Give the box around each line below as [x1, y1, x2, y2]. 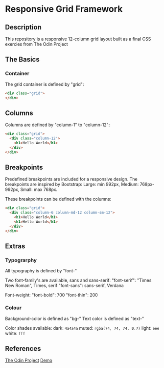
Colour [5, 304, 22, 311]
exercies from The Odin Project [5, 41, 68, 47]
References [5, 344, 41, 353]
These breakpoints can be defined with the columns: [5, 196, 112, 202]
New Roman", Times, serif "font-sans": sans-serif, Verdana [5, 283, 124, 289]
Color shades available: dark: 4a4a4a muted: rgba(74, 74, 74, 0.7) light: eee [5, 325, 160, 331]
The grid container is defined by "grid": [5, 81, 84, 87]
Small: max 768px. [20, 186, 58, 192]
